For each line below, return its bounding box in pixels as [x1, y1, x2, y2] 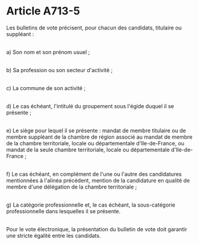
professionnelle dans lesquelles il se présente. [6, 207, 121, 214]
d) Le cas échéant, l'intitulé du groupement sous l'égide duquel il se [6, 102, 174, 109]
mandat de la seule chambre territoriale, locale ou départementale [6, 146, 170, 153]
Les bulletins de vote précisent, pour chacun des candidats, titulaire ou [6, 24, 182, 31]
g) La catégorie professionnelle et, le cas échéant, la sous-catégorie [6, 201, 176, 208]
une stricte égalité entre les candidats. [6, 232, 101, 239]
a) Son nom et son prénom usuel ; [6, 48, 90, 55]
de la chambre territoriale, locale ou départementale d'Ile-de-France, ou [6, 139, 185, 147]
